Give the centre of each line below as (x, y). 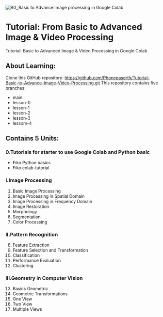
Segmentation (26, 217)
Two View (22, 304)
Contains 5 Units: (32, 138)
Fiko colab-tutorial (31, 168)
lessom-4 (22, 123)
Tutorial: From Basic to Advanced (74, 27)
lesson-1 (21, 108)
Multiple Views (27, 309)
